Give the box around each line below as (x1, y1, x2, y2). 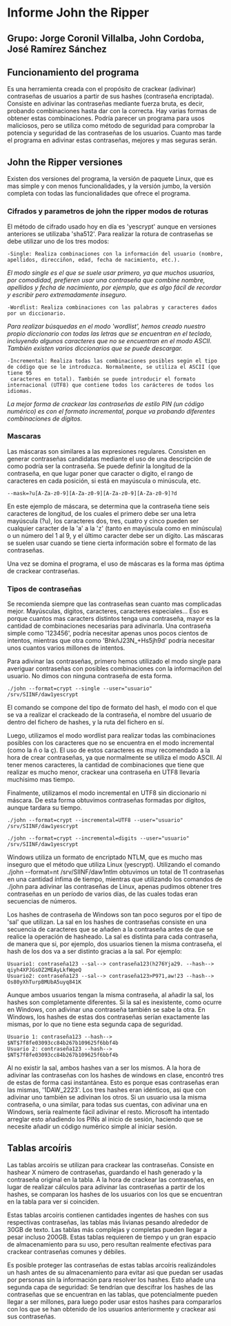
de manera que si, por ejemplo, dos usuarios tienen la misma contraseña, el (7, 940, 222, 948)
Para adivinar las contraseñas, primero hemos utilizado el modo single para (7, 657, 221, 666)
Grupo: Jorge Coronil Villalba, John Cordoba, (7, 32, 205, 44)
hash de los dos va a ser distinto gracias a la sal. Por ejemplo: (7, 948, 183, 956)
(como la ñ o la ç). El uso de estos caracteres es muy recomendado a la (7, 746, 210, 754)
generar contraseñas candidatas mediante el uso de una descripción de (7, 454, 212, 463)
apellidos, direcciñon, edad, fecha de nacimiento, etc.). (7, 256, 181, 263)
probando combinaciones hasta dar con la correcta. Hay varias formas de (7, 107, 217, 115)
